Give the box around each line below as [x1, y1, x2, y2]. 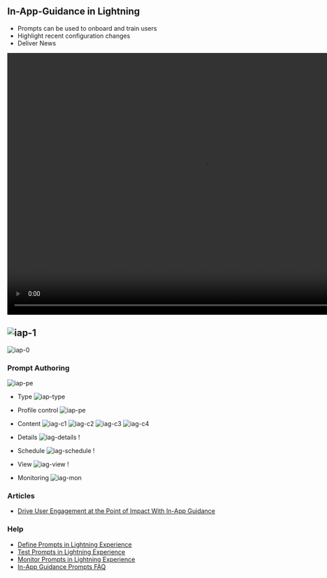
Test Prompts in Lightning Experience [17, 547, 126, 556]
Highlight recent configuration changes [17, 31, 131, 40]
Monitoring [17, 473, 49, 482]
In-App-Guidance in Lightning [7, 6, 140, 17]
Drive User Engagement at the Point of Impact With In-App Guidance [17, 507, 215, 515]
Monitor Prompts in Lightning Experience [17, 555, 136, 563]
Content [17, 419, 41, 428]
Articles [7, 491, 35, 501]
